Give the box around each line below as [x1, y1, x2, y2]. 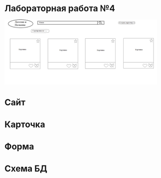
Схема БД [4, 163, 48, 174]
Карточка [4, 119, 45, 130]
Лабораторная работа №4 [4, 3, 116, 14]
